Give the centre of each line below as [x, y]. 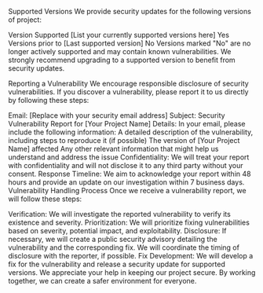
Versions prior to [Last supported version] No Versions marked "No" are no [130, 43]
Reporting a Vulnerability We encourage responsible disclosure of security [128, 83]
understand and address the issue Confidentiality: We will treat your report [129, 157]
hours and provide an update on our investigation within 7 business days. [126, 182]
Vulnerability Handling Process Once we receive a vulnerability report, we [127, 190]
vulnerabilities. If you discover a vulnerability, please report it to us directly [128, 92]
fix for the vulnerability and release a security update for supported [117, 264]
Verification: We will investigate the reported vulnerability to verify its [120, 214]
